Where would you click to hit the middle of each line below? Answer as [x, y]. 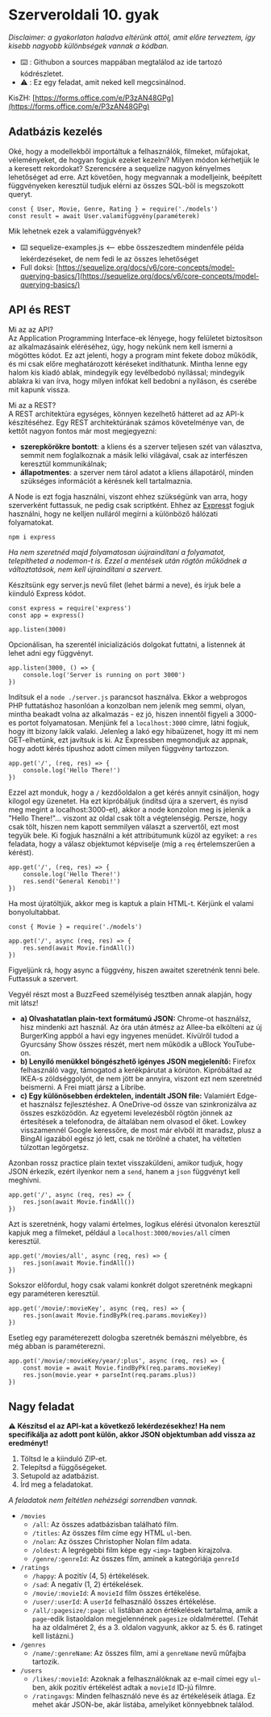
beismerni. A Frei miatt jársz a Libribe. [83, 1087]
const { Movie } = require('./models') [75, 926]
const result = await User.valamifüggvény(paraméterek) [104, 216]
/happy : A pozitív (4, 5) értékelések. [91, 1576]
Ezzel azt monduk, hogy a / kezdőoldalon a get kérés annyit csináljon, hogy [134, 792]
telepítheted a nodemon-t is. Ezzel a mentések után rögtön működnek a [128, 560]
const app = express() [46, 615]
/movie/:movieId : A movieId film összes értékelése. [117, 1593]
